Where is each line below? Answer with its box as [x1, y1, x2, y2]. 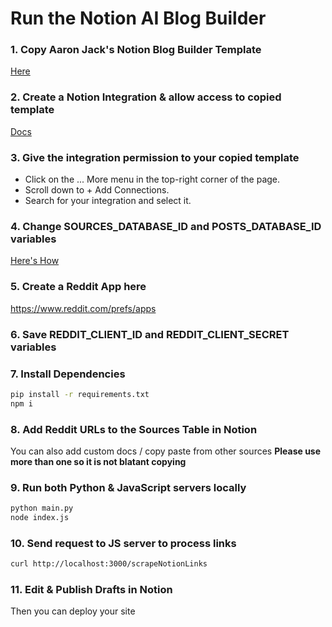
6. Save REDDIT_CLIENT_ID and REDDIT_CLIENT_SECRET [10, 327, 290, 341]
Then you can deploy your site [10, 605, 136, 617]
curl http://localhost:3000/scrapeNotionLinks [10, 559, 208, 569]
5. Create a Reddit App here [10, 280, 147, 294]
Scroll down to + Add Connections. [24, 184, 170, 196]
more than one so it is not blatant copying [10, 455, 187, 467]
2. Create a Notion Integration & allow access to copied [10, 90, 282, 104]
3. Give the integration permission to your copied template [10, 150, 300, 164]
